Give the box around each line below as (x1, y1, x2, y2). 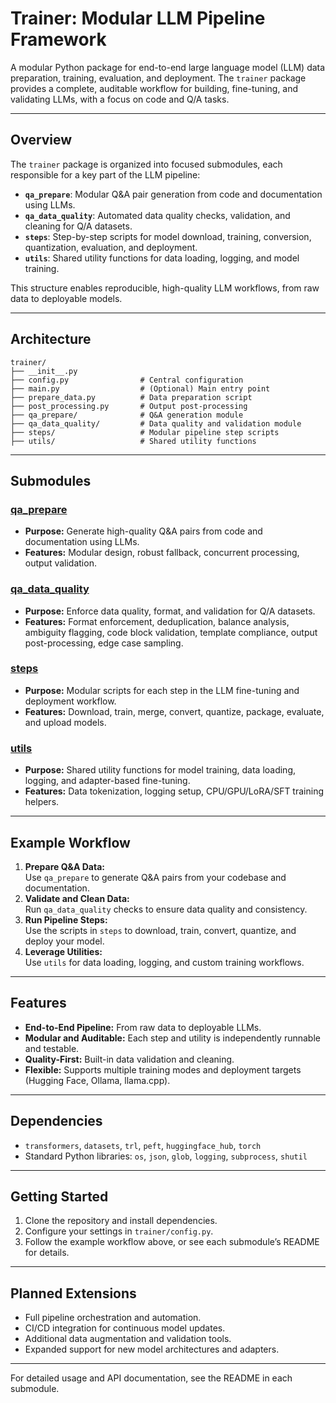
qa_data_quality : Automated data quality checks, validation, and (24, 209, 291, 221)
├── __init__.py (10, 366, 78, 376)
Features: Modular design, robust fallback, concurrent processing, (24, 547, 300, 559)
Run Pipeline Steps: (24, 913, 108, 926)
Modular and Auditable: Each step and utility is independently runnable (24, 1032, 321, 1044)
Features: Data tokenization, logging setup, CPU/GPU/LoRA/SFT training (24, 785, 324, 797)
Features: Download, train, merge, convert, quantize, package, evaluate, (24, 705, 325, 717)
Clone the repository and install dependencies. (24, 1215, 218, 1227)
